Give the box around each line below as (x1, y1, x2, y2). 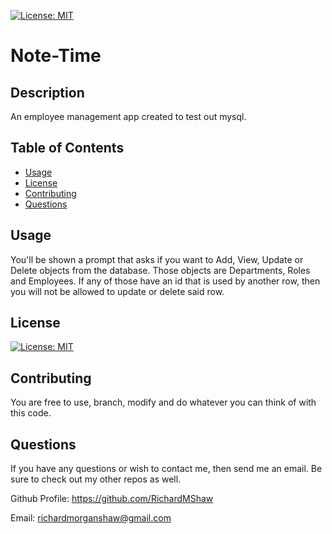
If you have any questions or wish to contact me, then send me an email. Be (10, 463, 323, 475)
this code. (10, 407, 52, 419)
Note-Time (10, 45, 102, 67)
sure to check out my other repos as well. (10, 473, 182, 485)
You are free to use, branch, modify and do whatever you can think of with (10, 396, 317, 409)
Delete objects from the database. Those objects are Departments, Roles (10, 264, 311, 276)
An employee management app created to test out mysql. (10, 111, 247, 122)
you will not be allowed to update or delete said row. (10, 285, 225, 297)
